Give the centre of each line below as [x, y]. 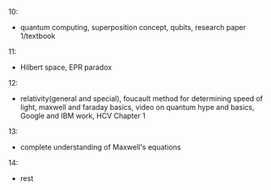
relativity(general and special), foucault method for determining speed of [141, 99]
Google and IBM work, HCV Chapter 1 [83, 116]
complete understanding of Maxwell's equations [100, 147]
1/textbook [38, 36]
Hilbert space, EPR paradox [66, 67]
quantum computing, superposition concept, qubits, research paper [133, 27]
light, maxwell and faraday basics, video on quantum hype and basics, [137, 107]
